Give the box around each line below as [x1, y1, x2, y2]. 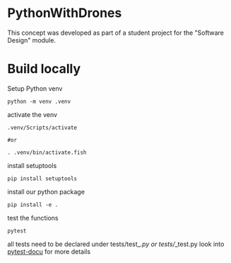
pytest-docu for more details [7, 247, 90, 256]
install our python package [7, 187, 85, 196]
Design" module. [7, 35, 57, 44]
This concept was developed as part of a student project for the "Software [7, 28, 224, 37]
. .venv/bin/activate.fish [7, 149, 87, 156]
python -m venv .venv [7, 98, 71, 105]
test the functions [7, 213, 59, 222]
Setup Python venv [7, 84, 63, 93]
